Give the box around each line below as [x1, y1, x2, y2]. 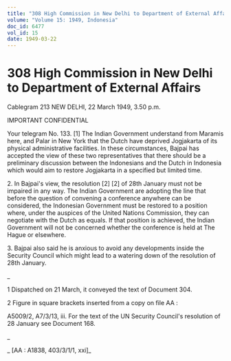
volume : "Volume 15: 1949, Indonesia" [7, 17, 118, 23]
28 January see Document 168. [7, 320, 96, 328]
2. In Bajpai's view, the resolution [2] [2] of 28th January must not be [7, 180, 202, 188]
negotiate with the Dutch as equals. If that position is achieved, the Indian [7, 216, 215, 225]
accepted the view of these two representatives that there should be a [7, 152, 206, 160]
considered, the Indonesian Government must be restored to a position [7, 201, 208, 210]
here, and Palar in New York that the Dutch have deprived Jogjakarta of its [7, 137, 218, 145]
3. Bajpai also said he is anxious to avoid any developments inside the [7, 244, 205, 252]
